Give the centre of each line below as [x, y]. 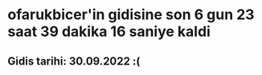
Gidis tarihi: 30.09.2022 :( [74, 61]
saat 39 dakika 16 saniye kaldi [109, 32]
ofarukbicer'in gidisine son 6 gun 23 [131, 15]
